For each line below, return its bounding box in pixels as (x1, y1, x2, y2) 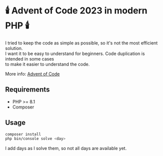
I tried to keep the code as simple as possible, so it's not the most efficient (5, 39, 158, 46)
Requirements (5, 85, 50, 94)
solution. (5, 45, 23, 51)
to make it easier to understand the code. (5, 61, 90, 67)
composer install (5, 131, 41, 136)
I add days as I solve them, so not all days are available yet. (5, 145, 127, 151)
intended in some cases (5, 55, 54, 61)
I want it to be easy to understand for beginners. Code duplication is (5, 50, 145, 56)
